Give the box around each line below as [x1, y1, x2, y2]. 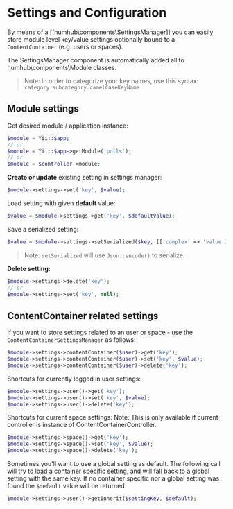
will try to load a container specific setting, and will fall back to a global [7, 467, 210, 476]
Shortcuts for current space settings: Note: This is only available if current [7, 413, 218, 422]
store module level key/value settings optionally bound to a [7, 35, 175, 43]
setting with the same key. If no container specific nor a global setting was [7, 474, 220, 483]
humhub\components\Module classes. [7, 63, 116, 71]
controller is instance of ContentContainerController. [7, 421, 157, 429]
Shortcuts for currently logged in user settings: [7, 374, 141, 383]
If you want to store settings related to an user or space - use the [7, 328, 193, 337]
